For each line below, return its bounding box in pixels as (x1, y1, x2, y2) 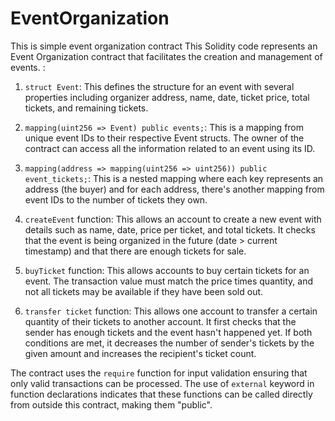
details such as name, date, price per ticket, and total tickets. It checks (24, 223, 316, 236)
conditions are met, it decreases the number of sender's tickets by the (24, 337, 315, 349)
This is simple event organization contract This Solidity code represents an (10, 40, 318, 52)
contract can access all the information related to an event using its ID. (24, 142, 316, 154)
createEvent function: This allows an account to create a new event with (24, 213, 322, 225)
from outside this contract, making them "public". (10, 398, 213, 411)
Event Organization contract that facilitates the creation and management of (10, 50, 323, 62)
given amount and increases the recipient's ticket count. (24, 347, 257, 359)
